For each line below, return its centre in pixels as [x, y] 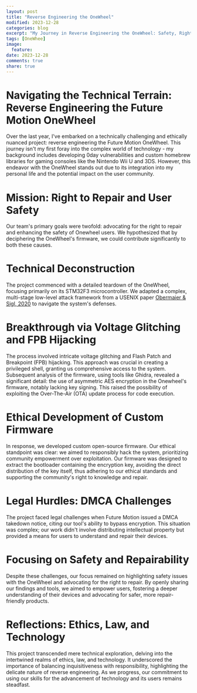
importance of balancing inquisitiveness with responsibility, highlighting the [97, 666]
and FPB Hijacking [51, 340]
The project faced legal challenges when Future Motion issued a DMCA [92, 517]
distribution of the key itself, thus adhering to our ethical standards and [92, 471]
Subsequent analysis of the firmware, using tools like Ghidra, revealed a [93, 375]
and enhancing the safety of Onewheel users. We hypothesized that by [92, 233]
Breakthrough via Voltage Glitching [93, 327]
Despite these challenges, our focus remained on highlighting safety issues [97, 576]
